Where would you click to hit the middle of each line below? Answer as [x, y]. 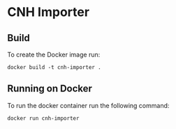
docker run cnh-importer [43, 118]
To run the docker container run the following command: [88, 105]
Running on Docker [50, 89]
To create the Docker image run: [54, 54]
